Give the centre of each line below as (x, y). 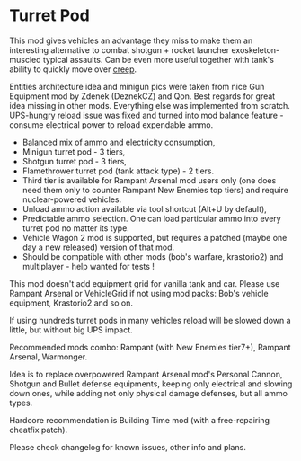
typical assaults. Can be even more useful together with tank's (158, 59)
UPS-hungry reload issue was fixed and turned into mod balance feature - (146, 115)
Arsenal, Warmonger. (49, 357)
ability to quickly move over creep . (73, 69)
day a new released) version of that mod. (98, 247)
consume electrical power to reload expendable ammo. (111, 124)
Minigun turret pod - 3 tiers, (74, 151)
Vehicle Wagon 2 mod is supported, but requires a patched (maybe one (155, 237)
